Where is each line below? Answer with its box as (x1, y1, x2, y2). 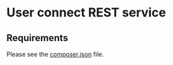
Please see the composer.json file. (6, 50, 104, 58)
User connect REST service (6, 5, 167, 21)
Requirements (6, 32, 68, 44)
